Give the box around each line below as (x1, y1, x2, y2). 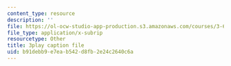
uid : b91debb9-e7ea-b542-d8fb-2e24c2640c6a (7, 49, 134, 56)
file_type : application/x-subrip (7, 29, 103, 36)
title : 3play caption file (7, 42, 85, 49)
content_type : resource (7, 10, 76, 17)
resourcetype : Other (7, 36, 67, 43)
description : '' (7, 16, 54, 23)
